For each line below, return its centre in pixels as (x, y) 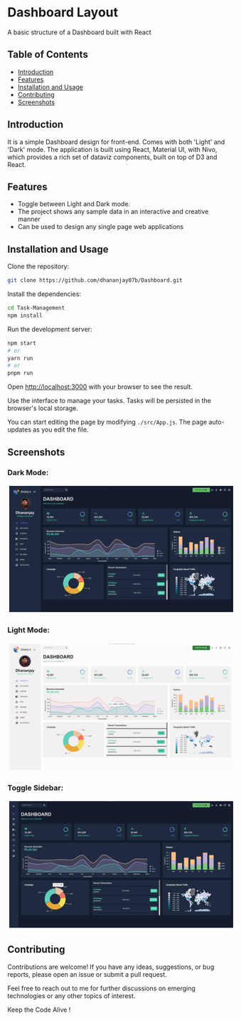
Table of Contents (48, 55)
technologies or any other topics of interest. (71, 995)
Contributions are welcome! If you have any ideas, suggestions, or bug (111, 967)
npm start (22, 343)
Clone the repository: (38, 266)
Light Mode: (28, 630)
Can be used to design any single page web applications (100, 227)
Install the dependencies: (44, 294)
